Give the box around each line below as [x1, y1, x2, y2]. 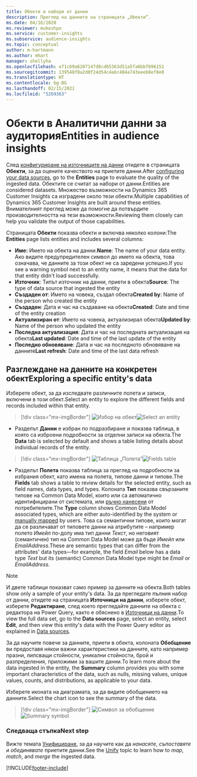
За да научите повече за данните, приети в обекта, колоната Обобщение [6, 639, 191, 646]
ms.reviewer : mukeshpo [6, 25, 62, 31]
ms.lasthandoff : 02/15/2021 [6, 86, 75, 92]
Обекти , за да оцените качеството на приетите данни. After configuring [6, 167, 184, 174]
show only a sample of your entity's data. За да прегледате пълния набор [6, 590, 188, 597]
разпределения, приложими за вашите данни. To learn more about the [6, 658, 181, 665]
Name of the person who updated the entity [14, 322, 121, 329]
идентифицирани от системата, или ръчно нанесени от [14, 498, 154, 505]
